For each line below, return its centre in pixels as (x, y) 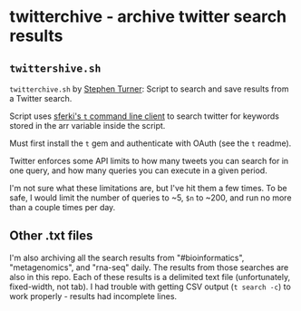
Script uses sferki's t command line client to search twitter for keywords (144, 116)
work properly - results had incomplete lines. (93, 296)
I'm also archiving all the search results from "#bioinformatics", (127, 258)
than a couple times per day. (63, 207)
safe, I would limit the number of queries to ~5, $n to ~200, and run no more (150, 198)
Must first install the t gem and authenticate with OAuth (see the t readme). (150, 143)
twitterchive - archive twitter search (148, 17)
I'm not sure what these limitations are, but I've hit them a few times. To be (148, 188)
